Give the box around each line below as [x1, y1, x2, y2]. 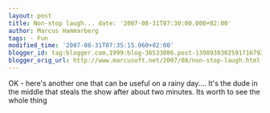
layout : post [8, 11, 52, 20]
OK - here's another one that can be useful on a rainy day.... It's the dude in [8, 78, 259, 88]
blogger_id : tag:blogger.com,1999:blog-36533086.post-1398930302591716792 [8, 49, 264, 57]
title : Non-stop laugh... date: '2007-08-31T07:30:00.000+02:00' [8, 19, 231, 27]
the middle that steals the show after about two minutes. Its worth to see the [8, 87, 260, 96]
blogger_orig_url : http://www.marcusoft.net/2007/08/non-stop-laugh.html [8, 57, 261, 65]
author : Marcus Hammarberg [8, 26, 99, 34]
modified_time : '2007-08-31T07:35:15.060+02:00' [8, 42, 174, 50]
